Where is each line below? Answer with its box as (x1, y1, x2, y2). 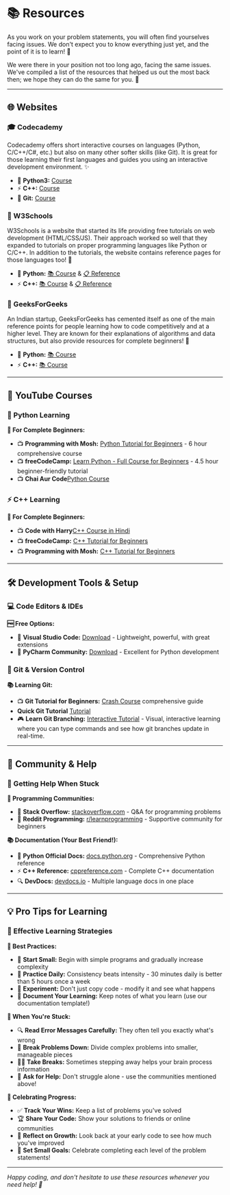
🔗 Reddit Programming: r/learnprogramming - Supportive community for (16, 814, 223, 823)
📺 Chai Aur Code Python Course (16, 474, 110, 483)
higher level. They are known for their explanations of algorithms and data (7, 330, 216, 338)
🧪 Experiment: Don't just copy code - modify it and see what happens (16, 985, 216, 993)
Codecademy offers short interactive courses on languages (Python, (7, 141, 201, 149)
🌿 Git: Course (16, 193, 56, 202)
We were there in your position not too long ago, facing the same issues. (7, 60, 212, 69)
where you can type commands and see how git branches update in (16, 725, 209, 733)
